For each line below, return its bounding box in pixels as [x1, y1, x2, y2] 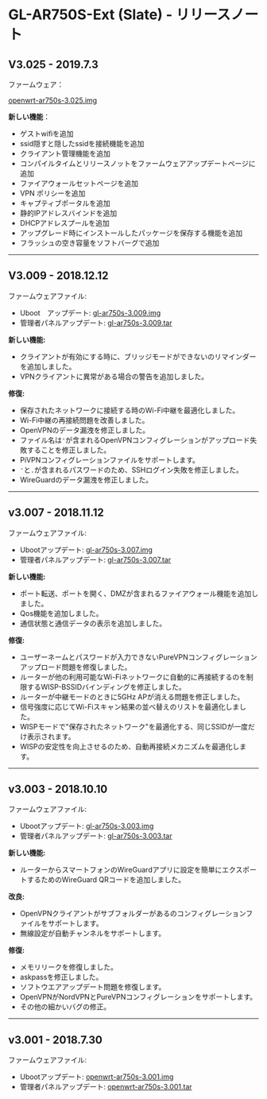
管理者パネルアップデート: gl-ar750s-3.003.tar [19, 831, 172, 841]
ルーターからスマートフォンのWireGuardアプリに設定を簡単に [19, 865, 222, 875]
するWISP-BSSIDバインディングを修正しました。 [26, 682, 187, 691]
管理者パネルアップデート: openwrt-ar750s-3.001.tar [19, 1082, 192, 1092]
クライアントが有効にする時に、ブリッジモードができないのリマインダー [19, 351, 257, 361]
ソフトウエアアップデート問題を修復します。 [19, 982, 166, 992]
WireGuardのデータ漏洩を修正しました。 [19, 474, 153, 484]
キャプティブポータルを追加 [19, 199, 110, 207]
